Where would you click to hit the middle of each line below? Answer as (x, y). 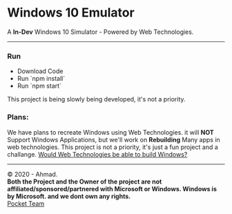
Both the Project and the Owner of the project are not (85, 182)
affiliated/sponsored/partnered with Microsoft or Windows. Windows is (112, 188)
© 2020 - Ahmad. (32, 174)
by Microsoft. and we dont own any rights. (69, 196)
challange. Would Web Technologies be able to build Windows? (97, 154)
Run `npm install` (41, 79)
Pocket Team (26, 203)
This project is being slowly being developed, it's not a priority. (96, 99)
